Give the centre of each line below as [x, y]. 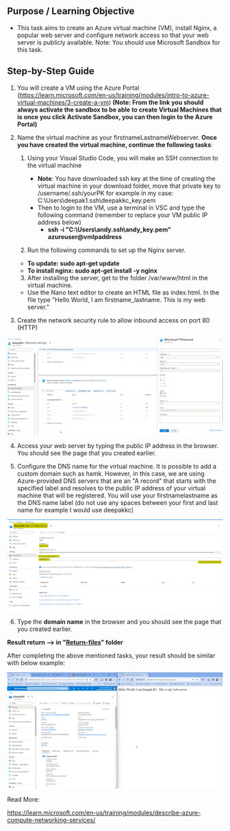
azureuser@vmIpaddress [85, 236]
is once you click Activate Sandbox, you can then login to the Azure [115, 116]
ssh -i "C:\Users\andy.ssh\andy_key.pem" [109, 230]
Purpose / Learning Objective [71, 11]
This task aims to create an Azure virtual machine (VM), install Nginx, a [117, 27]
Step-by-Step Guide [51, 71]
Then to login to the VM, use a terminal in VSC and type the [121, 208]
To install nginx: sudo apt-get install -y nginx [92, 271]
